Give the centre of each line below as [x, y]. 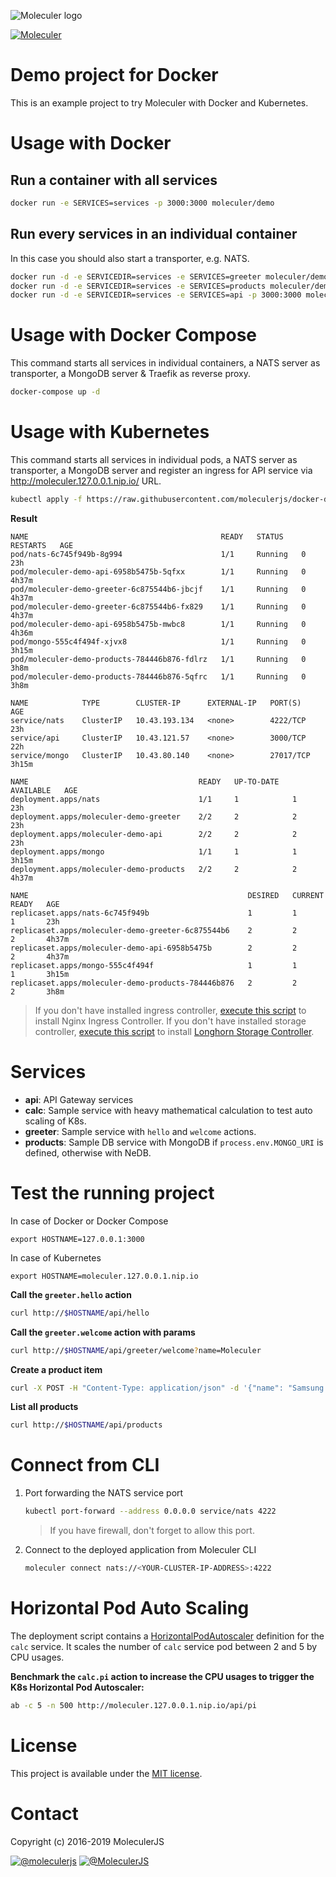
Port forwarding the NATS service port [104, 1493]
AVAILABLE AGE [44, 790]
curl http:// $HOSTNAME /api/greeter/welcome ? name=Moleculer [136, 1350]
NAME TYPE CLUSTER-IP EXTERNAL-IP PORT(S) [156, 703]
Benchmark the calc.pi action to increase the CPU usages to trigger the [162, 1676]
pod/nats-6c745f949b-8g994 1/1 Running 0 [158, 554]
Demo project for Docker [114, 75]
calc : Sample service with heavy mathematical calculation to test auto [168, 1110]
